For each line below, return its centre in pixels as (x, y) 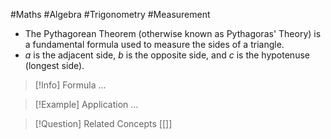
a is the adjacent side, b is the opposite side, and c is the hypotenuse (167, 55)
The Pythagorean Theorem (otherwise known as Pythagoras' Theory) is (173, 33)
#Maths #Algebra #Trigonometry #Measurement (110, 14)
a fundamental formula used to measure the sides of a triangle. (154, 44)
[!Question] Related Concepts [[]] (103, 123)
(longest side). (54, 65)
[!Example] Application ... (86, 104)
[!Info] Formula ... (70, 85)
